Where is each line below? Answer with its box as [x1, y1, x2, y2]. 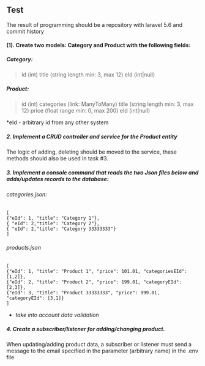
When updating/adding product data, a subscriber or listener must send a [6, 341, 192, 348]
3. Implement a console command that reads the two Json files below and [6, 168, 199, 176]
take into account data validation [15, 312, 99, 319]
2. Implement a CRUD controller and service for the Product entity [6, 133, 177, 140]
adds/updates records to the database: [6, 175, 109, 182]
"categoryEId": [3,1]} [6, 295, 64, 302]
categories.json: [6, 191, 47, 198]
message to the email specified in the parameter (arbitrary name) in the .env [6, 347, 199, 354]
